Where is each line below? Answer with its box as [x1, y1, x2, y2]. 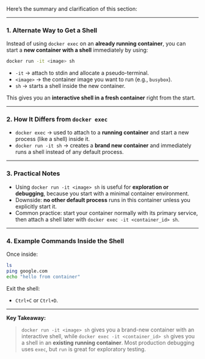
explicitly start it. [15, 203, 57, 210]
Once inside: [6, 250, 38, 258]
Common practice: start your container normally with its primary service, [15, 209, 198, 216]
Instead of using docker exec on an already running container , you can [6, 40, 186, 48]
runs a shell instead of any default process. [15, 148, 124, 156]
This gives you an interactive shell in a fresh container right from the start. [6, 94, 196, 101]
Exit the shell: [6, 285, 40, 292]
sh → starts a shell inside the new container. [15, 82, 126, 90]
